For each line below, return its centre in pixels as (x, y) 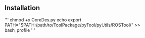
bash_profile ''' (20, 30)
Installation (22, 8)
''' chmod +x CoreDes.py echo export (43, 19)
